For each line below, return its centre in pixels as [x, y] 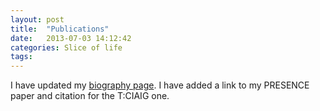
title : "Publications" [60, 29]
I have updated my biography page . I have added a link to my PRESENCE [160, 85]
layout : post [37, 19]
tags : [21, 57]
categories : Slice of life [66, 47]
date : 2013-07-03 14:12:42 [71, 38]
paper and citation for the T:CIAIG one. [90, 96]
